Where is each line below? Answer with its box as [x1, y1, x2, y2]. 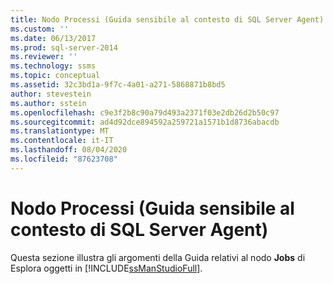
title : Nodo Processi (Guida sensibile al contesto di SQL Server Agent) [10, 14, 325, 25]
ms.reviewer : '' [10, 52, 78, 62]
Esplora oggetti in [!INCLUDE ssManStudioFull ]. [10, 262, 203, 274]
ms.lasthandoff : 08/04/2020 [10, 145, 128, 155]
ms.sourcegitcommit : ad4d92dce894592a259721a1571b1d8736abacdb [10, 117, 280, 127]
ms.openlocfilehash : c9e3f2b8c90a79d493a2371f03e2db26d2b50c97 [10, 107, 280, 118]
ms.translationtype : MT [10, 126, 110, 136]
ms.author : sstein [10, 98, 87, 108]
